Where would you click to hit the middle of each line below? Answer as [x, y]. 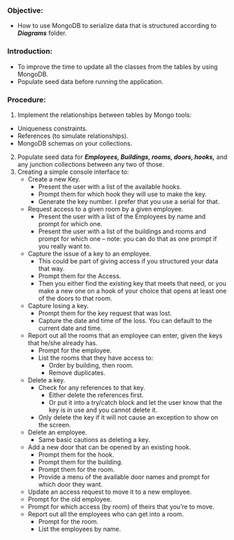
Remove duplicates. [77, 373]
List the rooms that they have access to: [96, 358]
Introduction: [30, 51]
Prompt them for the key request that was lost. [105, 313]
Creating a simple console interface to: [73, 172]
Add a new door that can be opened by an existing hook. [109, 447]
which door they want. [71, 484]
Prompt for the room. [68, 521]
